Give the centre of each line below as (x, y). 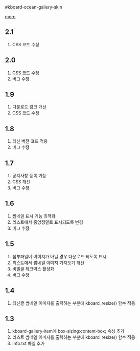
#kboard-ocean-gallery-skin (34, 7)
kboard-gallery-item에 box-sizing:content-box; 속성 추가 (68, 331)
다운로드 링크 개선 (29, 107)
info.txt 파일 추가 (28, 344)
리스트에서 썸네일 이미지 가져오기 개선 (48, 263)
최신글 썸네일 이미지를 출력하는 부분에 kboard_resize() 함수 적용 (74, 303)
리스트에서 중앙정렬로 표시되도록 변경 (47, 222)
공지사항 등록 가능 (29, 176)
